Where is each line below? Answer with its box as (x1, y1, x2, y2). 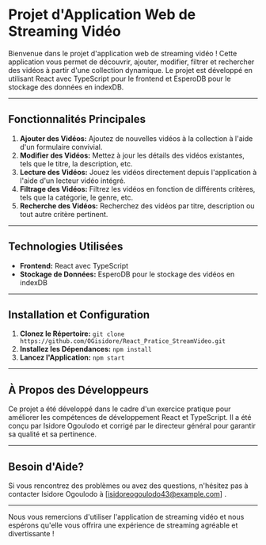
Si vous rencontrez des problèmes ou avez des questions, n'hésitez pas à (8, 481, 249, 490)
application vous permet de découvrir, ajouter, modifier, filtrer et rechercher (8, 57, 255, 67)
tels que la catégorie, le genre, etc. (19, 192, 134, 202)
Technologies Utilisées (8, 240, 123, 253)
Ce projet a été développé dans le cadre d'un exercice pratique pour (8, 404, 231, 414)
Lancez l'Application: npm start (19, 353, 125, 362)
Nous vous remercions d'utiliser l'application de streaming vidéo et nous (8, 513, 245, 521)
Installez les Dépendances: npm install (19, 345, 152, 354)
